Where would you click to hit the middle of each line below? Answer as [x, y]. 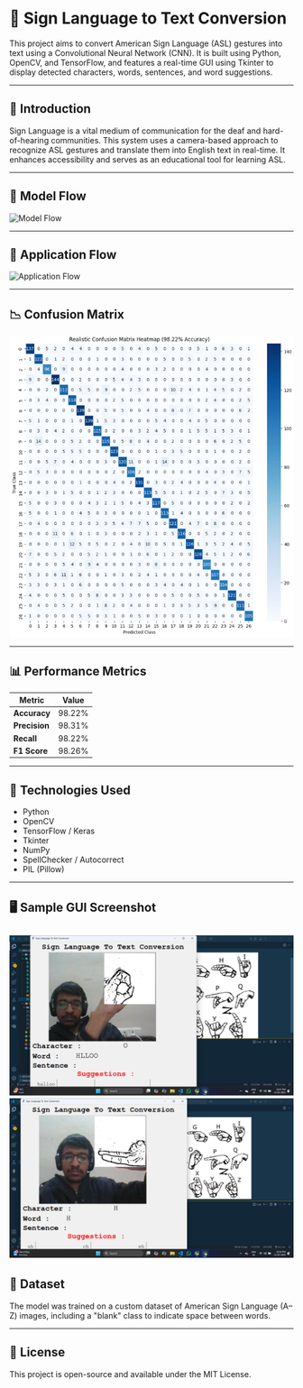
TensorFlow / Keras [59, 831]
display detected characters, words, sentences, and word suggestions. [141, 72]
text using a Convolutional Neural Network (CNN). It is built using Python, [145, 52]
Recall [25, 738]
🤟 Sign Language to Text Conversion [148, 18]
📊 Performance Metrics [78, 671]
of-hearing [29, 140]
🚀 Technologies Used [70, 790]
